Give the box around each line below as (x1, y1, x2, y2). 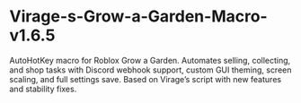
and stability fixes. (9, 83, 77, 94)
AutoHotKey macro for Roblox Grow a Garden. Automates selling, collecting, (9, 55, 291, 65)
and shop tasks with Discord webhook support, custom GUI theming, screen (9, 64, 292, 75)
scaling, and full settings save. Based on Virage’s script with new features (9, 73, 281, 84)
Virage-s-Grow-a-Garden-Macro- (9, 6, 268, 27)
